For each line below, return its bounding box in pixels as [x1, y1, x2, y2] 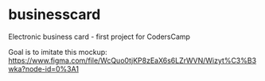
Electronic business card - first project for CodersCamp [8, 32, 191, 41]
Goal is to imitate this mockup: [8, 47, 107, 56]
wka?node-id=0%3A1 [8, 64, 80, 73]
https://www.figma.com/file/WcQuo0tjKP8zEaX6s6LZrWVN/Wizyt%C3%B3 [8, 56, 257, 65]
